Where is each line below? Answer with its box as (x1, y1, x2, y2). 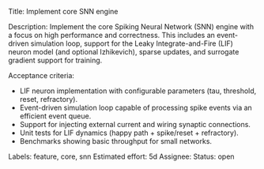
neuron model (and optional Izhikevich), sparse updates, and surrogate (8, 47, 239, 56)
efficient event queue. (19, 111, 92, 121)
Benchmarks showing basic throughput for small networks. (19, 137, 212, 145)
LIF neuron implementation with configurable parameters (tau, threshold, (19, 86, 257, 96)
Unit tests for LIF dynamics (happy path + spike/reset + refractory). (19, 128, 239, 137)
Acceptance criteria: (8, 71, 75, 80)
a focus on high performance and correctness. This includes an (8, 31, 216, 39)
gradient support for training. (8, 55, 103, 65)
